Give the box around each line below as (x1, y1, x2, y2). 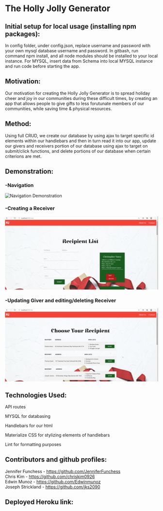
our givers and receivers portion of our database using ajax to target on (5, 143, 148, 148)
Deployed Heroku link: (5, 498, 74, 506)
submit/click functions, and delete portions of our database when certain (5, 148, 151, 154)
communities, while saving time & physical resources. (5, 105, 112, 112)
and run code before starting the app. (5, 64, 80, 69)
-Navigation (5, 181, 34, 188)
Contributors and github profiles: (5, 456, 107, 464)
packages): (5, 30, 40, 38)
